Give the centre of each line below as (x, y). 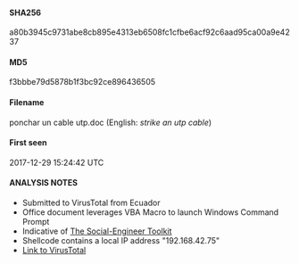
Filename (27, 102)
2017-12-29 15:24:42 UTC (57, 162)
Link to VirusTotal (54, 251)
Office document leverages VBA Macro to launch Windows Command (150, 212)
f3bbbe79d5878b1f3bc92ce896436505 (83, 82)
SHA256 (25, 12)
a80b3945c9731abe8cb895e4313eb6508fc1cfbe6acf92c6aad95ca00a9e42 (149, 32)
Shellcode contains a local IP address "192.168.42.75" (121, 241)
